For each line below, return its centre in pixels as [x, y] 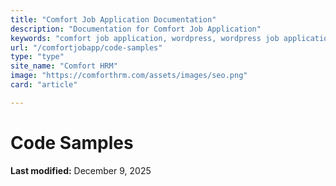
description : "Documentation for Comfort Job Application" [136, 29]
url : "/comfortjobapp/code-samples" [86, 47]
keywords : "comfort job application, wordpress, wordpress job [145, 38]
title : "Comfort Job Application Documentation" [113, 19]
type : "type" [37, 57]
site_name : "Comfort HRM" [64, 66]
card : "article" [44, 85]
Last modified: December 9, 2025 [81, 170]
